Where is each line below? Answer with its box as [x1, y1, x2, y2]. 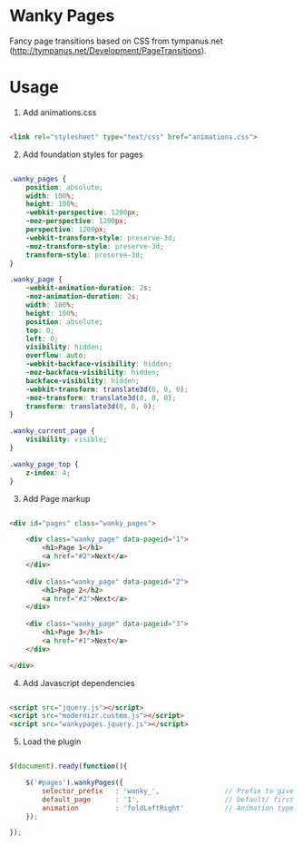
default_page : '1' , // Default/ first [42, 795, 295, 804]
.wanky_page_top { [9, 459, 79, 468]
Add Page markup [22, 493, 91, 504]
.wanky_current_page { [9, 427, 95, 436]
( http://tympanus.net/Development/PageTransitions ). [9, 44, 207, 55]
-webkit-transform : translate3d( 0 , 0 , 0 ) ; [25, 385, 189, 394]
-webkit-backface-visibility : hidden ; [25, 359, 172, 368]
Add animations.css [22, 106, 97, 118]
